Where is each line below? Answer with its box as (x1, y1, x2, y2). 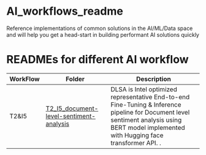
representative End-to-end (110, 93, 190, 101)
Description (135, 75, 172, 83)
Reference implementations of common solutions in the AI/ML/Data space (6, 25, 193, 32)
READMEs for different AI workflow (6, 53, 189, 67)
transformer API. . (110, 138, 161, 147)
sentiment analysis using (110, 115, 182, 124)
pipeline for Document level (110, 108, 190, 116)
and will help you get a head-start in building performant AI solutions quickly (6, 31, 199, 38)
